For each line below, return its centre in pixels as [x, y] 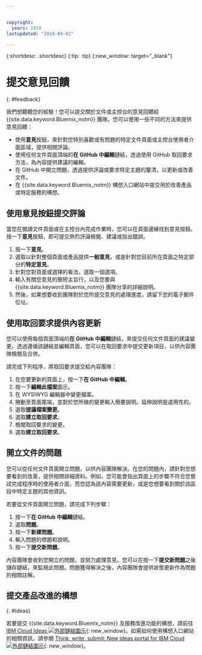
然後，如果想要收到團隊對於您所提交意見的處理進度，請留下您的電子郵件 [104, 295]
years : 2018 [27, 28]
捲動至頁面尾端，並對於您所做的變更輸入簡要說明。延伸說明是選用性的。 [104, 402]
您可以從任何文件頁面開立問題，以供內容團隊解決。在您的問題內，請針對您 [98, 469]
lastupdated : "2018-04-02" [40, 34]
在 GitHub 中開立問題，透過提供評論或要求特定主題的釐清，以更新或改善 [104, 170]
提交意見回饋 [38, 82]
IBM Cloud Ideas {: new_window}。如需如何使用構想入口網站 [100, 630]
